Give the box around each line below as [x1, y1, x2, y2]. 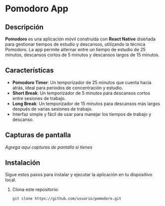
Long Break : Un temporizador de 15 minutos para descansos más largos [12, 101, 160, 106]
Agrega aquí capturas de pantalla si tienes [5, 144, 93, 150]
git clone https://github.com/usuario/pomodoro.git [12, 196, 121, 202]
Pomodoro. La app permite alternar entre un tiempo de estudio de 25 [5, 47, 146, 52]
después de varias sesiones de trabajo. [12, 105, 93, 112]
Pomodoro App [5, 3, 68, 14]
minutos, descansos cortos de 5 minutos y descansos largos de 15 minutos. [5, 52, 160, 58]
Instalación [5, 159, 41, 167]
